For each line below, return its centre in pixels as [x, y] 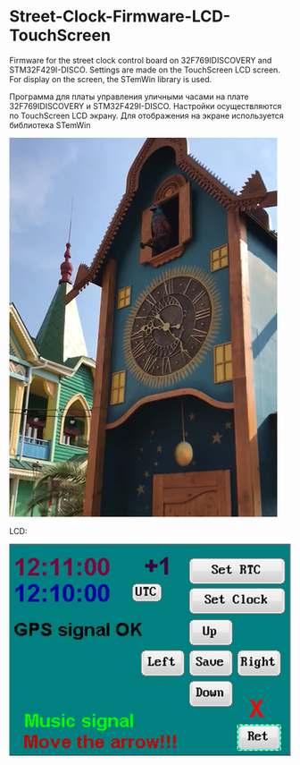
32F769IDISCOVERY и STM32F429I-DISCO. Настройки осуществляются [146, 106]
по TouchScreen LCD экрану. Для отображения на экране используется [146, 115]
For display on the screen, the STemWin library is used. [111, 79]
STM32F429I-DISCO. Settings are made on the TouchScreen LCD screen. [145, 70]
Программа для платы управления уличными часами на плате [129, 97]
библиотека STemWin [50, 125]
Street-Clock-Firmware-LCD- [120, 17]
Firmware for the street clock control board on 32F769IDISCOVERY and [141, 60]
